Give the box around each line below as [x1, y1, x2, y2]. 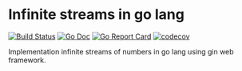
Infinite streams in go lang [8, 6, 185, 24]
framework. [8, 55, 46, 65]
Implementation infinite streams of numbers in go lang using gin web [8, 47, 234, 56]
